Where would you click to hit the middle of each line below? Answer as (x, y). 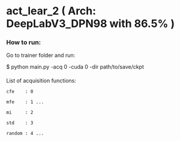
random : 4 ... (25, 134)
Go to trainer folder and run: (41, 56)
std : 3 (20, 123)
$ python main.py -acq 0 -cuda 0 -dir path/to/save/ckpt (75, 67)
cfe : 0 (20, 92)
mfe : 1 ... (25, 102)
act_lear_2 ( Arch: (51, 11)
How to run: (24, 42)
